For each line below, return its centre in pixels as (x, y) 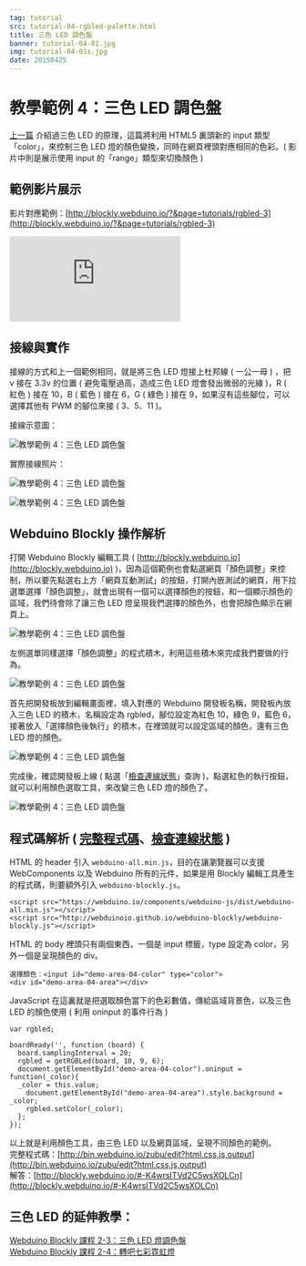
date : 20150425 (38, 60)
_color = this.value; (59, 1086)
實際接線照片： (37, 463)
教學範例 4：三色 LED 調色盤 (115, 108)
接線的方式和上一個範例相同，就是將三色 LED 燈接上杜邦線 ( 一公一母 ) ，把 (150, 371)
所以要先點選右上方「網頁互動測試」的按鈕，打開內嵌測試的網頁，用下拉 (161, 581)
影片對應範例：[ (39, 213)
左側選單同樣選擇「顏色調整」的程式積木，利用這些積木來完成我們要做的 (145, 654)
